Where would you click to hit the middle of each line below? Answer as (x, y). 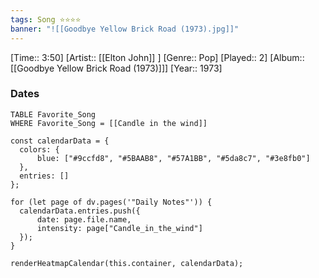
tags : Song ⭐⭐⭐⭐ (46, 19)
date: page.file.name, (84, 219)
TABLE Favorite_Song (53, 114)
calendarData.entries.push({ (80, 211)
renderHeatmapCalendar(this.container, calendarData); (127, 263)
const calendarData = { (60, 141)
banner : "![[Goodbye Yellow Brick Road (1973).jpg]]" (125, 29)
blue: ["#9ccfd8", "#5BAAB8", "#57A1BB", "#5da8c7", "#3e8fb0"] (173, 158)
